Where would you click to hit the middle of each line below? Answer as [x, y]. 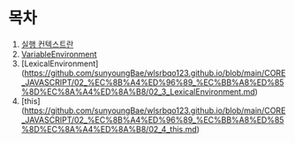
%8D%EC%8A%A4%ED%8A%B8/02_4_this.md [109, 129]
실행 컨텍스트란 [47, 44]
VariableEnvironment [59, 54]
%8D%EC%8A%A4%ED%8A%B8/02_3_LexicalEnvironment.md [138, 91]
